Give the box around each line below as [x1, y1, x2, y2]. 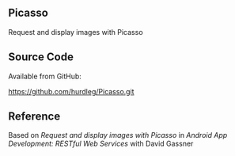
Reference [8, 110, 61, 124]
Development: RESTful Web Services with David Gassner [8, 139, 194, 149]
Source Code [8, 51, 74, 64]
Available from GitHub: [8, 71, 81, 81]
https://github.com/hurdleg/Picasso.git [8, 86, 135, 96]
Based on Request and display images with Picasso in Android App [8, 131, 228, 140]
